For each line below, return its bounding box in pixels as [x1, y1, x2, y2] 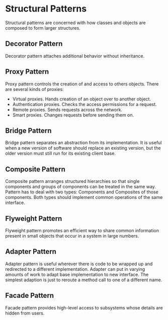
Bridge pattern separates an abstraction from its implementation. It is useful [5, 140, 162, 146]
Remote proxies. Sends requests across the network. [12, 106, 122, 113]
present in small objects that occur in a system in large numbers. [5, 233, 139, 239]
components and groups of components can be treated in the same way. [5, 184, 156, 190]
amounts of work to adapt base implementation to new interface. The [5, 271, 149, 277]
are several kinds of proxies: [5, 86, 64, 92]
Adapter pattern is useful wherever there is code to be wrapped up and [5, 261, 153, 267]
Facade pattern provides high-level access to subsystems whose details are [5, 304, 163, 310]
